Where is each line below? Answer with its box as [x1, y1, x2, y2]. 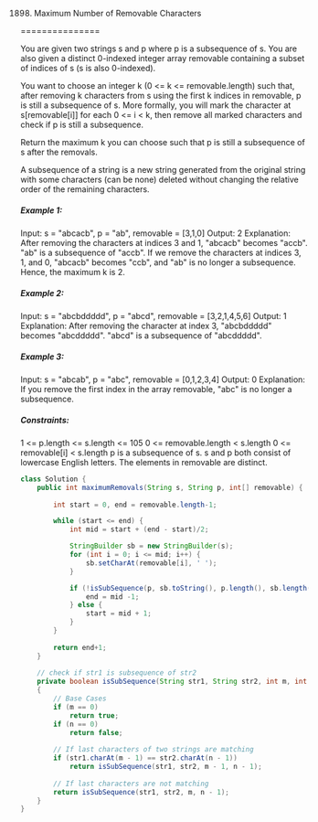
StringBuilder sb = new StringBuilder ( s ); [69, 541, 234, 551]
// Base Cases [53, 694, 107, 703]
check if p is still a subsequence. [20, 119, 143, 130]
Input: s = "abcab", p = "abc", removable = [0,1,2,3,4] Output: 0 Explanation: [20, 374, 306, 385]
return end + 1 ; [53, 643, 107, 652]
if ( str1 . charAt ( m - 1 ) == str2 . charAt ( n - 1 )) [53, 753, 238, 763]
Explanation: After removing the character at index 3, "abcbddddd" [20, 320, 272, 331]
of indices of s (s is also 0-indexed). [20, 63, 156, 73]
